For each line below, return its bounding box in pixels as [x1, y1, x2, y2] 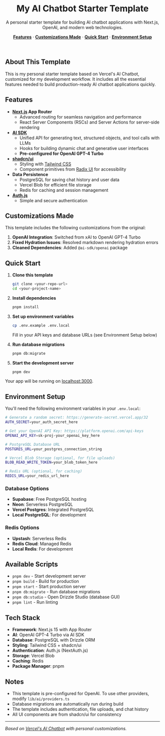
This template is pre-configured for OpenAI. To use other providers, [12, 691, 149, 697]
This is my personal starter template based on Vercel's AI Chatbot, [5, 71, 139, 77]
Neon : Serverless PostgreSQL [12, 501, 73, 507]
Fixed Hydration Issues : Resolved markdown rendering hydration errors [12, 240, 159, 245]
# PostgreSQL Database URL [5, 442, 60, 447]
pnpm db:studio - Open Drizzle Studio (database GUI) [12, 594, 120, 600]
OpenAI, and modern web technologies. [42, 24, 123, 30]
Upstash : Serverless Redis [12, 535, 67, 541]
